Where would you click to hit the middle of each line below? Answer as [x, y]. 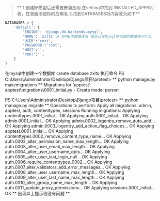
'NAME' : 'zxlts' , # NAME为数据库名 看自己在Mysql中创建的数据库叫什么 [87, 36]
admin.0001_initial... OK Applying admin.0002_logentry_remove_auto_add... [80, 121]
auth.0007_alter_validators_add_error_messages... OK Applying [68, 167]
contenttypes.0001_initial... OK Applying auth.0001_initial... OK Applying [76, 115]
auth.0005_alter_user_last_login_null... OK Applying [56, 156]
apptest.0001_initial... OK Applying [39, 131]
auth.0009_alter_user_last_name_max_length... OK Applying [65, 177]
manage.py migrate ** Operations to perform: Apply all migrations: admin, [79, 105]
